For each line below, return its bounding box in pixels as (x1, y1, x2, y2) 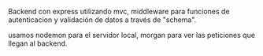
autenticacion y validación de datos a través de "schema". (8, 15, 197, 24)
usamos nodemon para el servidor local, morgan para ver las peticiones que (8, 31, 256, 39)
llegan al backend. (8, 39, 68, 48)
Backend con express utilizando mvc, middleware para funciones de (8, 7, 230, 16)
